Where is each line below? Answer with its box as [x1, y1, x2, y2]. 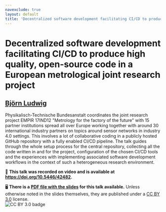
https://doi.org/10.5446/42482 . [5, 174, 73, 180]
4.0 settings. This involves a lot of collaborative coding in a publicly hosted [5, 133, 157, 139]
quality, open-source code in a [5, 59, 133, 70]
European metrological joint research [5, 69, 161, 80]
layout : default [5, 12, 39, 17]
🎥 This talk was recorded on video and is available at [5, 169, 115, 175]
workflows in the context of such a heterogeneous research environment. [5, 159, 155, 165]
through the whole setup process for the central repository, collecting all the [5, 143, 160, 149]
